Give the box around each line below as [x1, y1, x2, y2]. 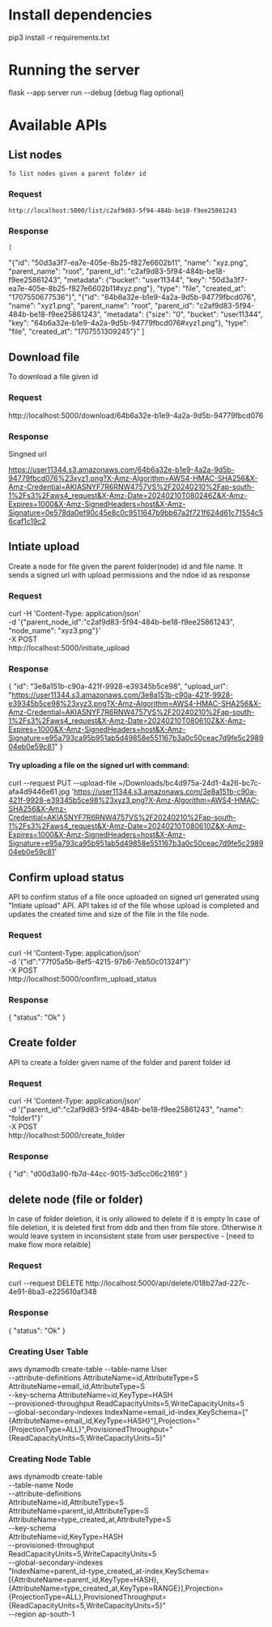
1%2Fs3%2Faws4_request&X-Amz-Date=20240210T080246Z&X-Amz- [8, 490, 248, 500]
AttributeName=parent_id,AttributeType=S [8, 1506, 150, 1516]
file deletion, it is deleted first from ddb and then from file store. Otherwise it [8, 1223, 262, 1233]
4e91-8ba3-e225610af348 [8, 1287, 97, 1297]
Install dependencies [8, 6, 152, 24]
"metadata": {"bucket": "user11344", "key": [63, 275, 207, 285]
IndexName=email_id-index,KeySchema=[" [104, 1408, 249, 1416]
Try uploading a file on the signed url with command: [8, 760, 190, 770]
